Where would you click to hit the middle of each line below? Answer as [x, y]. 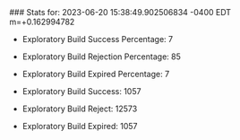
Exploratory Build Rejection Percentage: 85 [101, 57]
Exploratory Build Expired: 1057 [80, 126]
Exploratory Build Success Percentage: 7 [97, 39]
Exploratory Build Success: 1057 [81, 91]
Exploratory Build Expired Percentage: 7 [96, 74]
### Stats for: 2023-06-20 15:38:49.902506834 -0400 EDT [120, 12]
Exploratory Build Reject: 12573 [80, 109]
